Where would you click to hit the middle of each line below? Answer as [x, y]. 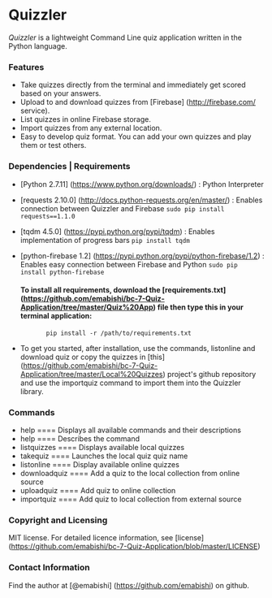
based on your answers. [60, 93]
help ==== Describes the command [80, 439]
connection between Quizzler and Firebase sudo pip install [122, 208]
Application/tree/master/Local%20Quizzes [92, 374]
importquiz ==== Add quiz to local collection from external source [131, 499]
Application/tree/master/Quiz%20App [86, 307]
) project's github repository [209, 374]
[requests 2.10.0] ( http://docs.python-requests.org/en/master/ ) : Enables [141, 200]
